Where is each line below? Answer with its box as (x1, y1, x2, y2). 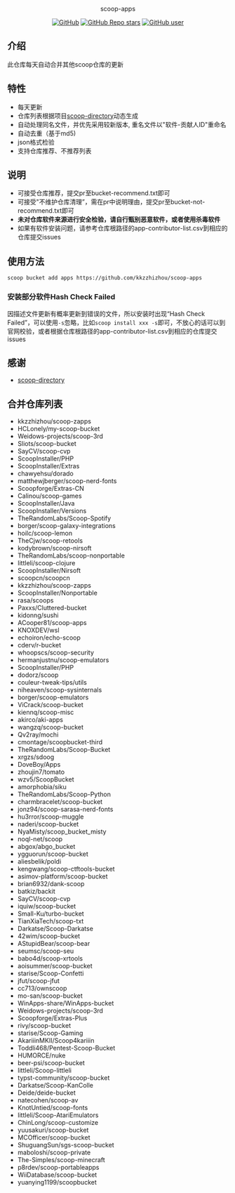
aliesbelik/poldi (17, 857, 62, 866)
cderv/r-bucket (17, 641, 62, 650)
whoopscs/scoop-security (17, 648, 95, 657)
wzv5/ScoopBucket (17, 775, 75, 784)
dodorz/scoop (17, 671, 59, 679)
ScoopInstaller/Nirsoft (17, 567, 81, 575)
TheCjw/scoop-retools (17, 536, 83, 545)
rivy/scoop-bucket (17, 1022, 72, 1030)
